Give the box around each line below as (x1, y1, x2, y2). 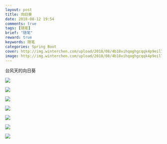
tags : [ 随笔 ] (5, 26, 31, 31)
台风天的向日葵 (5, 68, 36, 73)
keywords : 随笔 (5, 40, 35, 45)
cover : (5, 49, 19, 54)
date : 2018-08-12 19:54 (5, 16, 55, 21)
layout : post (5, 7, 32, 12)
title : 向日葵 (5, 12, 32, 17)
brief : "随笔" (5, 30, 33, 35)
